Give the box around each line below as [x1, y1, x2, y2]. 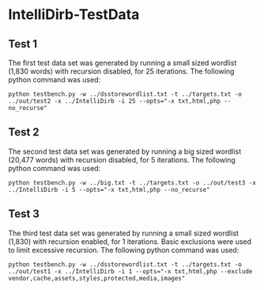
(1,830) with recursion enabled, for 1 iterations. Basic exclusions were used [8, 236, 251, 246]
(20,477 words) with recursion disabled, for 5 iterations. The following [8, 155, 236, 164]
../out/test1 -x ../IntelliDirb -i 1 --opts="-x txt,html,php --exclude [8, 267, 253, 275]
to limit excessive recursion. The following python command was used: [8, 245, 239, 254]
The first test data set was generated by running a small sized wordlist [8, 58, 237, 67]
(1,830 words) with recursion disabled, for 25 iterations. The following [8, 67, 235, 76]
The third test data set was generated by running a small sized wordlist [8, 228, 239, 238]
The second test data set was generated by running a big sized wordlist [8, 147, 242, 156]
